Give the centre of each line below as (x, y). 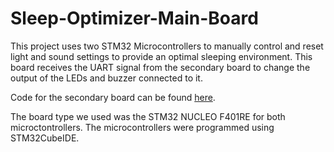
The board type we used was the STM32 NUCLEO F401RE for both (148, 116)
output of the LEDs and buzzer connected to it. (106, 78)
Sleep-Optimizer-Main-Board (134, 18)
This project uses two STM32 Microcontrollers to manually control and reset (167, 46)
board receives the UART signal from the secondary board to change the (160, 67)
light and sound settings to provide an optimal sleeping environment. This (161, 56)
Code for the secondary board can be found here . (113, 97)
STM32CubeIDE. (45, 138)
